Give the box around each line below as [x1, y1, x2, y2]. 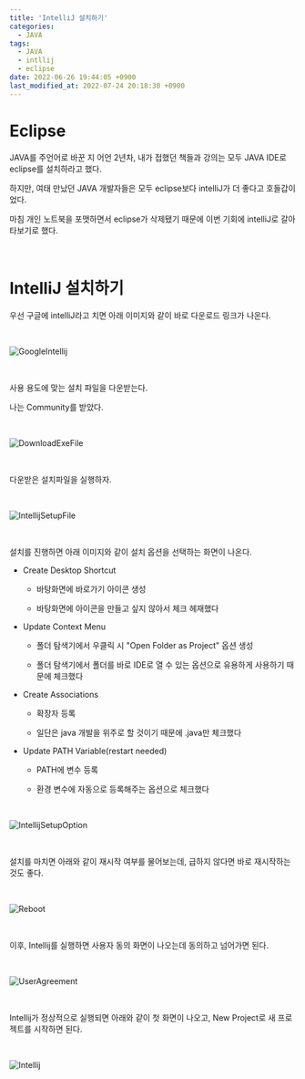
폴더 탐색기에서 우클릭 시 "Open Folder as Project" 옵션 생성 [36, 639, 254, 650]
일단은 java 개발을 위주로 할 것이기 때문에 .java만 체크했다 [36, 727, 242, 738]
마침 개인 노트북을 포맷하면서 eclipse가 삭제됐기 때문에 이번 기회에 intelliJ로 [9, 213, 280, 224]
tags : [9, 38, 30, 48]
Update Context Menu [22, 621, 107, 632]
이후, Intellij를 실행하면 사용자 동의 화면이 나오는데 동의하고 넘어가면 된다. [9, 939, 269, 950]
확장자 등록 [36, 708, 76, 719]
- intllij [17, 56, 55, 65]
